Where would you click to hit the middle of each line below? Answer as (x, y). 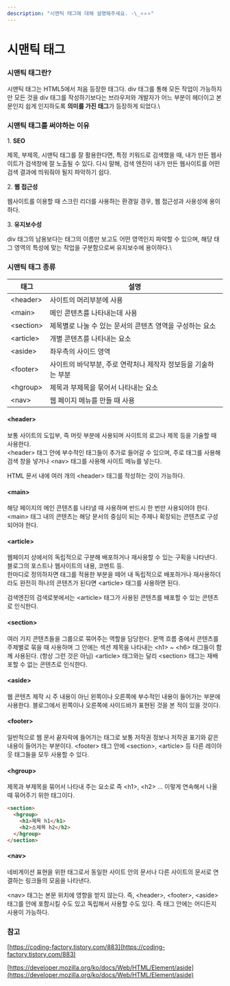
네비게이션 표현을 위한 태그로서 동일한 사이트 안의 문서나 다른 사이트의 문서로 (110, 871)
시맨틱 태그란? (29, 73)
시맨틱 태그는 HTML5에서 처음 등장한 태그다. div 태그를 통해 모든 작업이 (103, 89)
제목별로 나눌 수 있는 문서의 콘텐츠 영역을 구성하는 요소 (133, 325)
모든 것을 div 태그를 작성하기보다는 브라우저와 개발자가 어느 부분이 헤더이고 (114, 97)
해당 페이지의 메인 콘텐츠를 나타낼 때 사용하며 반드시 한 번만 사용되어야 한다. (108, 508)
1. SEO (16, 141)
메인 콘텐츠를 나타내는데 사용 (94, 313)
